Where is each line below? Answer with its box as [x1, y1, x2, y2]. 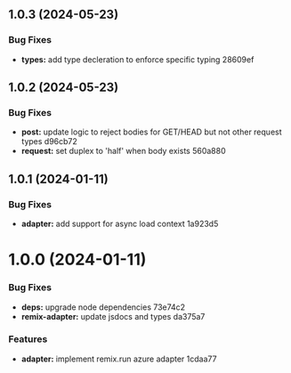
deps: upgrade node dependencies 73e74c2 [20, 302, 186, 312]
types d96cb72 [20, 136, 77, 147]
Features [8, 333, 48, 345]
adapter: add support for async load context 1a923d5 [20, 218, 219, 230]
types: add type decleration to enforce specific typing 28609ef [20, 53, 255, 65]
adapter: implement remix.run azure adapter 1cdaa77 [20, 353, 217, 364]
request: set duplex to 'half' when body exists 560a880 [20, 146, 226, 157]
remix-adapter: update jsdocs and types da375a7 [20, 311, 206, 321]
